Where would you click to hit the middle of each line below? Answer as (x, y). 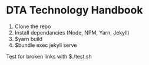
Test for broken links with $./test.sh (49, 56)
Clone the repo (33, 26)
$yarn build (29, 39)
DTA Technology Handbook (74, 10)
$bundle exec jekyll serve (46, 45)
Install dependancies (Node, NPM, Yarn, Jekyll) (72, 32)
